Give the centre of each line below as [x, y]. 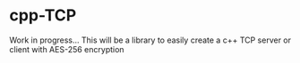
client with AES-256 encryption [67, 49]
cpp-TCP [43, 16]
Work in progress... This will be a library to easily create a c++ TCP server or [150, 40]
